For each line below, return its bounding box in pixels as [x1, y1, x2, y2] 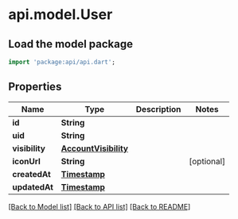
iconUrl [12, 156, 41, 167]
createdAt [12, 168, 52, 179]
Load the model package [8, 37, 134, 51]
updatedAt [12, 181, 54, 192]
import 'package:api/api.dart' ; [8, 58, 115, 66]
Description [135, 103, 181, 114]
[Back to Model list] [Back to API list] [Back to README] [8, 202, 191, 211]
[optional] [189, 156, 225, 167]
